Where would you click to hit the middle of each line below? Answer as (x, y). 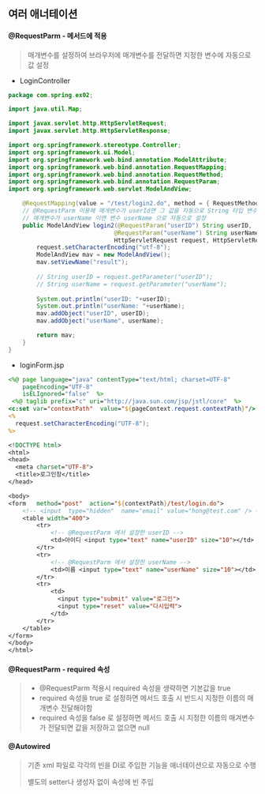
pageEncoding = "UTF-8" (58, 387)
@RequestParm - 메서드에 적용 (58, 36)
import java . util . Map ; (45, 109)
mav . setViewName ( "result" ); (82, 262)
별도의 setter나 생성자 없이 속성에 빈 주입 (90, 781)
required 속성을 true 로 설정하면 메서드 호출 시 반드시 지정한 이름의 (142, 698)
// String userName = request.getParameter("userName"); (132, 284)
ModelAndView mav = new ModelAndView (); (104, 255)
